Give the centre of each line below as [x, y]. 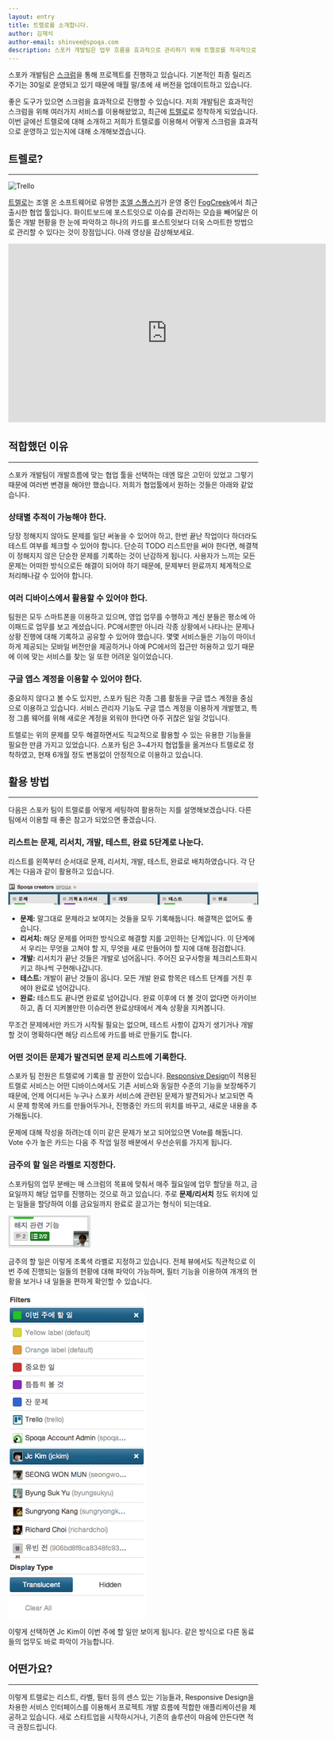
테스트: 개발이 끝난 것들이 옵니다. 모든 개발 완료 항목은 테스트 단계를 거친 [132, 978]
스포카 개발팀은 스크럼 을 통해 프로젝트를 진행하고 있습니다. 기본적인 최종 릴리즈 [130, 75]
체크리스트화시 [235, 958]
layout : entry [32, 17]
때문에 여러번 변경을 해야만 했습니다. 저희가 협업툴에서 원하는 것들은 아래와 [124, 484]
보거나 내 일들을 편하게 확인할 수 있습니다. [87, 1281]
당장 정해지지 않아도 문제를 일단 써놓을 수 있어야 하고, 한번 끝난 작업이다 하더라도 [133, 536]
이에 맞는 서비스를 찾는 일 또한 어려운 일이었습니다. [94, 657]
